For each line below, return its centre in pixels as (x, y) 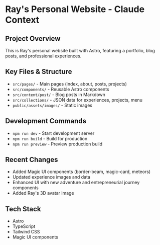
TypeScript (24, 226)
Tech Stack (23, 209)
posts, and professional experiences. (43, 56)
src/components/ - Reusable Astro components (61, 89)
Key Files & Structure (39, 72)
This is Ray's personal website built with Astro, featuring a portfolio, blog (80, 51)
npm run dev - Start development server (53, 133)
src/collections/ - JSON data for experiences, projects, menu (77, 100)
